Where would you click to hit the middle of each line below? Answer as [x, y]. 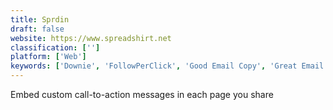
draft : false [37, 29]
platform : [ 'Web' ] [48, 57]
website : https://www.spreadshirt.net [91, 38]
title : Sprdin [40, 19]
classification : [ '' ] [55, 47]
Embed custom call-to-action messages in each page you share [142, 94]
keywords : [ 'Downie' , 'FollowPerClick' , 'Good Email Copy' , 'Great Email [167, 66]
